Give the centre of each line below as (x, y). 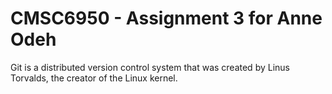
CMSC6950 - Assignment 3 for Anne (166, 18)
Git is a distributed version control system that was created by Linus (150, 67)
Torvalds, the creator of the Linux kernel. (94, 78)
